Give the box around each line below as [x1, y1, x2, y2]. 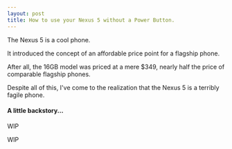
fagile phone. [7, 91, 45, 99]
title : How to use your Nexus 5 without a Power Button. [7, 17, 175, 24]
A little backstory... [7, 107, 64, 115]
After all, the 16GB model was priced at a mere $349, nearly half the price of [7, 62, 225, 71]
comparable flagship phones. [7, 70, 91, 78]
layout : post [7, 10, 45, 17]
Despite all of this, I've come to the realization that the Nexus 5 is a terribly [7, 83, 220, 91]
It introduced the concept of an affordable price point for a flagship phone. [7, 49, 220, 58]
